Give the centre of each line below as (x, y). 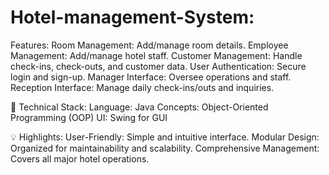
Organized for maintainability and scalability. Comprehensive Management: (165, 148)
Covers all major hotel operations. (80, 158)
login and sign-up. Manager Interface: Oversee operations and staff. (151, 77)
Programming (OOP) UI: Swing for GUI (89, 117)
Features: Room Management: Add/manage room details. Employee (149, 45)
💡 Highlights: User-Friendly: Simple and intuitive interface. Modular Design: (165, 137)
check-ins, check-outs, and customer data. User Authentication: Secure (158, 66)
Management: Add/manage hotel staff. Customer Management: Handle (156, 55)
